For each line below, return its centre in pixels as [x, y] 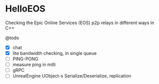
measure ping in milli [34, 65]
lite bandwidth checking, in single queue [55, 53]
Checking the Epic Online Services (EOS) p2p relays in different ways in [80, 23]
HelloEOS [25, 9]
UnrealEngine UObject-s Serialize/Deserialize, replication [72, 76]
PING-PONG [25, 59]
